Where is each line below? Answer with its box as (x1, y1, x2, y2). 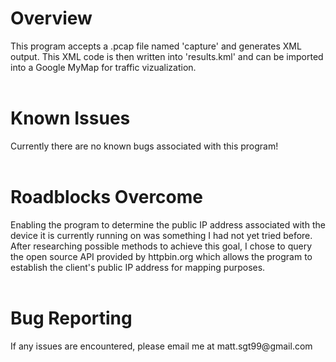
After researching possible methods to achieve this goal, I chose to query (10, 240, 313, 252)
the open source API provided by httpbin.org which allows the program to (10, 250, 313, 262)
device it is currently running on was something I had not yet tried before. (10, 229, 313, 241)
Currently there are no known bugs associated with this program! (10, 140, 279, 152)
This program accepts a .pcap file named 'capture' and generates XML (10, 40, 302, 52)
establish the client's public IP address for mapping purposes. (10, 261, 266, 273)
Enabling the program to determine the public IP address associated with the (10, 218, 326, 231)
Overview (10, 7, 93, 30)
